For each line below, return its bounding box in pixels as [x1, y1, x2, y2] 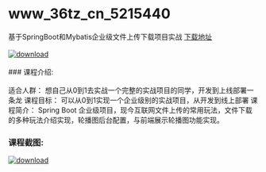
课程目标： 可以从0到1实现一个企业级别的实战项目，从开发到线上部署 [23, 95, 249, 105]
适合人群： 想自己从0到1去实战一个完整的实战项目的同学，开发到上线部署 [8, 85, 248, 95]
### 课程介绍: [8, 67, 54, 76]
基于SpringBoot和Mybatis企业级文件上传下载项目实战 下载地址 [8, 32, 213, 41]
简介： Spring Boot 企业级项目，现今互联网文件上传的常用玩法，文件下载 [14, 105, 253, 115]
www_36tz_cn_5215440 [8, 5, 171, 23]
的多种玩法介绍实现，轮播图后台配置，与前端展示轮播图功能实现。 [8, 115, 224, 124]
